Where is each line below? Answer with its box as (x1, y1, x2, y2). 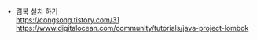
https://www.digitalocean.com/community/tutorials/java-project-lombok (15, 24, 249, 32)
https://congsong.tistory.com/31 (15, 15, 120, 25)
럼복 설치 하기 (15, 7, 58, 15)
